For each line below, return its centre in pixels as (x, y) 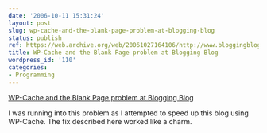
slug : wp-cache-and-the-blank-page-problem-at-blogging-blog (112, 30)
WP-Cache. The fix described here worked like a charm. (100, 121)
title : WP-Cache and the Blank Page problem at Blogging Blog (113, 53)
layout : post (30, 23)
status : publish (35, 38)
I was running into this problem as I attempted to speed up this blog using (128, 113)
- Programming (32, 75)
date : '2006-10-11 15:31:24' (56, 16)
